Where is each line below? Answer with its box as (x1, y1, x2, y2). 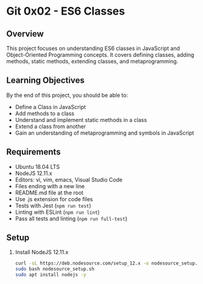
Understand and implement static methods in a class (15, 116, 147, 123)
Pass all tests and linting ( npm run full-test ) (15, 215, 128, 222)
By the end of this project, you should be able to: (6, 91, 128, 99)
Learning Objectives (6, 75, 85, 86)
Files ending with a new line (15, 182, 85, 190)
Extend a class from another (15, 122, 86, 130)
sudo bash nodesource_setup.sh (15, 266, 95, 272)
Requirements (6, 147, 61, 157)
